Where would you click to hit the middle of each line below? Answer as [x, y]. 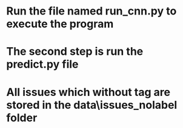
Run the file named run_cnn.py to [91, 11]
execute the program [60, 24]
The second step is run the [75, 52]
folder [22, 117]
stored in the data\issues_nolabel [92, 105]
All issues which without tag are [88, 92]
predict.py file [42, 64]
